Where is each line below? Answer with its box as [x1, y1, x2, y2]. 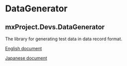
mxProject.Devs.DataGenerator [5, 23, 105, 31]
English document [5, 46, 42, 51]
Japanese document [5, 55, 47, 61]
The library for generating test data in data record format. [5, 36, 123, 42]
